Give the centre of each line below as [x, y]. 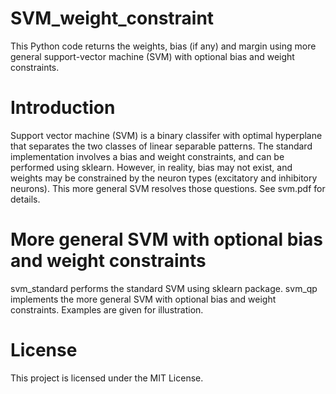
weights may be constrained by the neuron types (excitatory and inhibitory [164, 178]
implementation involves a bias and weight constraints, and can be [147, 156]
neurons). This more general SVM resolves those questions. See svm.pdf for [168, 188]
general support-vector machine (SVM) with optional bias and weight [152, 56]
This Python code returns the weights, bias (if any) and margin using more [163, 46]
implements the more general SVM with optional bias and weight [143, 299]
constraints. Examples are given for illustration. [107, 309]
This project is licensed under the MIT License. [107, 378]
